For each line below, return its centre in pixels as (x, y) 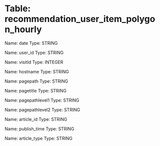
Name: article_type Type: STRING (38, 138)
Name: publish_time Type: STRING (39, 129)
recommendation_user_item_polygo (80, 19)
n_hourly (23, 29)
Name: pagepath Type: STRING (36, 81)
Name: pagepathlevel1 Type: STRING (42, 100)
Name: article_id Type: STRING (36, 119)
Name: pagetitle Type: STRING (36, 90)
